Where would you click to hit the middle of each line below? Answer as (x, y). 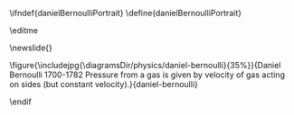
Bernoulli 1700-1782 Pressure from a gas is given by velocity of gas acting (147, 75)
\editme (24, 30)
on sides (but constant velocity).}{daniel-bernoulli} (104, 84)
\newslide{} (31, 48)
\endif (20, 102)
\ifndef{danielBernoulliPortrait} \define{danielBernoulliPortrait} (126, 13)
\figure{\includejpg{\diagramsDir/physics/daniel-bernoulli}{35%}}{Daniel (145, 65)
